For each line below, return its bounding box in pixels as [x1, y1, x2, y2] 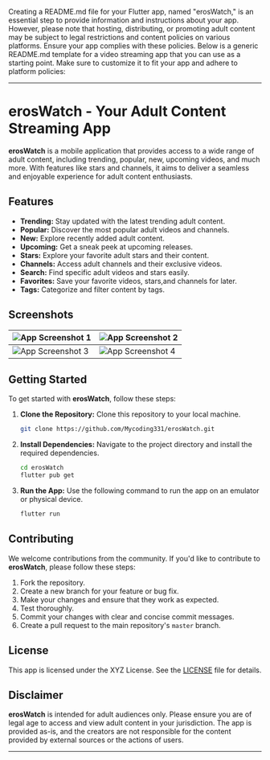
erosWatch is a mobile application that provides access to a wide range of [8, 146, 255, 155]
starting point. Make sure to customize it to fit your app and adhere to [8, 58, 239, 68]
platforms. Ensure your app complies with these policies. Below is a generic [8, 41, 259, 51]
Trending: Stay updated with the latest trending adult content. [19, 216, 226, 226]
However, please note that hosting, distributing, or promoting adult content [8, 24, 256, 33]
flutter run [19, 510, 60, 518]
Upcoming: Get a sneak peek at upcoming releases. [19, 241, 194, 252]
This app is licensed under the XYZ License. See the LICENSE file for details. [8, 665, 262, 675]
